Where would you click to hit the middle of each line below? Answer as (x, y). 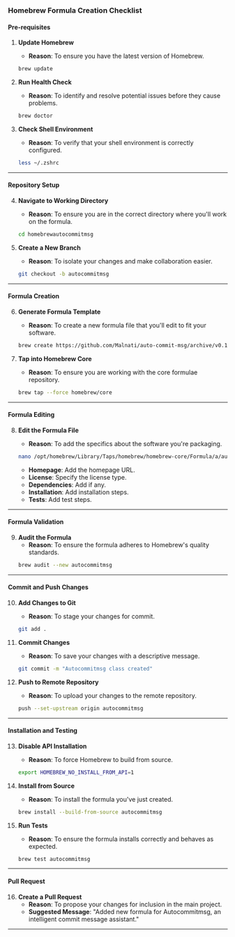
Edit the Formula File (48, 430)
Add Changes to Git (47, 603)
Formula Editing (31, 415)
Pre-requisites (29, 27)
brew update (35, 69)
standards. (44, 552)
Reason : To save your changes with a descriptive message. (114, 656)
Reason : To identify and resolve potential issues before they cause (124, 96)
